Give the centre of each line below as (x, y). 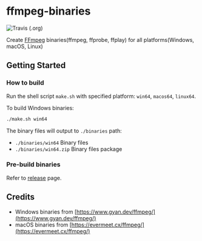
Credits (21, 197)
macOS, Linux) (25, 46)
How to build (25, 83)
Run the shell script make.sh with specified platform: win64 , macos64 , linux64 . (101, 96)
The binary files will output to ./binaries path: (64, 131)
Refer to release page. (34, 178)
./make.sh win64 (27, 119)
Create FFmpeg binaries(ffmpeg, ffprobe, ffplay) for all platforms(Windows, (100, 40)
